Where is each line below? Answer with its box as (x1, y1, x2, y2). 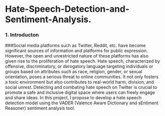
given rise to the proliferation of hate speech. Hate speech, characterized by (5, 58, 160, 64)
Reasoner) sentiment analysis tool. (5, 105, 75, 111)
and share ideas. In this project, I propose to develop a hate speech (5, 95, 142, 101)
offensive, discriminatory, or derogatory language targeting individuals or (5, 63, 154, 69)
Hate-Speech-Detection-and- (5, 3, 130, 15)
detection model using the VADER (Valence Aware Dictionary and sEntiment (5, 100, 159, 106)
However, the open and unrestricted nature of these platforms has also (5, 53, 149, 59)
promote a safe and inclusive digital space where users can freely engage (5, 89, 155, 95)
